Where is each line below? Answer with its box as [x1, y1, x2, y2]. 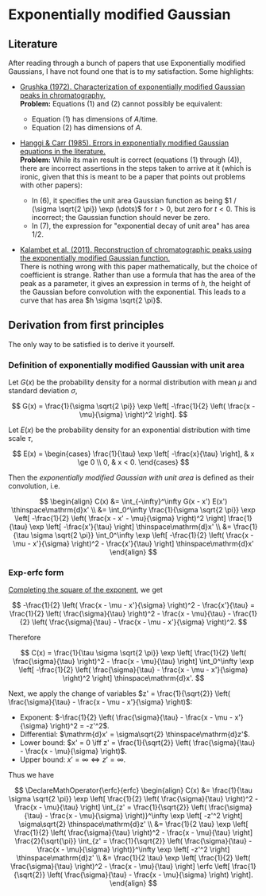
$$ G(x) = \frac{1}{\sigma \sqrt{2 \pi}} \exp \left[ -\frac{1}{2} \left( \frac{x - [11, 401, 256, 411]
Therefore [8, 633, 41, 643]
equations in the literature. [19, 147, 106, 156]
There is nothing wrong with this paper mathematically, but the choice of [19, 262, 258, 271]
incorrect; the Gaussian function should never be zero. [31, 213, 210, 222]
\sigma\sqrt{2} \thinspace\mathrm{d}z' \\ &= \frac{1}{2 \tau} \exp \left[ [18, 820, 249, 829]
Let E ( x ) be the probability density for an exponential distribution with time [8, 425, 251, 434]
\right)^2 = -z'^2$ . [50, 721, 110, 731]
